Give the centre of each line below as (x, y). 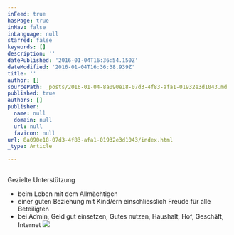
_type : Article (30, 147)
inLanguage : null (33, 34)
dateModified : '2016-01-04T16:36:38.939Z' (71, 67)
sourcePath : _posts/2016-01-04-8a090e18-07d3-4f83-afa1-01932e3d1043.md (117, 87)
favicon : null (34, 133)
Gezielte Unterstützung (42, 179)
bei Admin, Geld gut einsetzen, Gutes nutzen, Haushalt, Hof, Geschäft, (121, 216)
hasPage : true (28, 21)
